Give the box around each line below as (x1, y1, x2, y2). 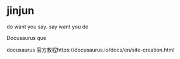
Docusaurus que (6, 34, 47, 41)
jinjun (6, 4, 34, 17)
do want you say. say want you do (6, 23, 89, 30)
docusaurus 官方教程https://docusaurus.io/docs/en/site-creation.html (6, 46, 175, 53)
